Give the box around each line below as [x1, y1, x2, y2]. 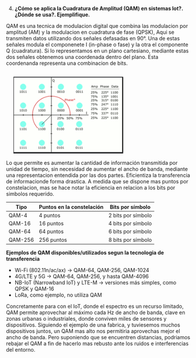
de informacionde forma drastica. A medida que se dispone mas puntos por [6, 178, 189, 185]
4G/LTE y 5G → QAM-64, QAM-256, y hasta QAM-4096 [14, 273, 149, 280]
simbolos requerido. [6, 190, 54, 197]
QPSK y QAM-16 [14, 286, 54, 292]
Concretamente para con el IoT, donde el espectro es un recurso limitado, [6, 303, 184, 310]
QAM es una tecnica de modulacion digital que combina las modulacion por [6, 23, 188, 29]
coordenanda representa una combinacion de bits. [6, 60, 128, 67]
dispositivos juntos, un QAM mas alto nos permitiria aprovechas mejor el [6, 328, 180, 335]
